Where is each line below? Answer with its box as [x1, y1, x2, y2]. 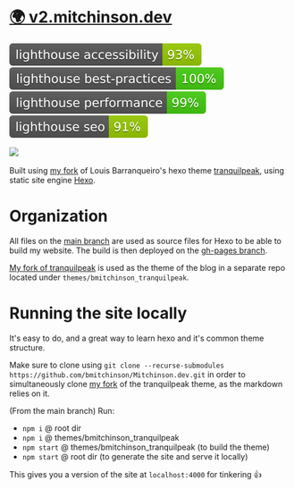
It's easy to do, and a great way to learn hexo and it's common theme [9, 333, 265, 343]
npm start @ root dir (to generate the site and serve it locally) [21, 451, 248, 461]
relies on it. [9, 388, 51, 399]
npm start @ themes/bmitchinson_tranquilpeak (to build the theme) [21, 442, 270, 452]
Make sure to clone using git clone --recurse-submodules [9, 359, 225, 370]
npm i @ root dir [21, 422, 82, 434]
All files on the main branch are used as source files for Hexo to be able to [9, 235, 282, 246]
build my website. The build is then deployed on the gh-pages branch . [9, 245, 268, 256]
